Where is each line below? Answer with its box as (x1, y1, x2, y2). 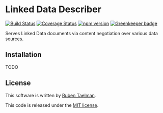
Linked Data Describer (5, 4, 102, 15)
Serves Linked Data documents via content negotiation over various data (5, 30, 158, 36)
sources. (5, 36, 24, 42)
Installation (5, 50, 42, 59)
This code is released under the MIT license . (5, 102, 99, 108)
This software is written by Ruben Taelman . (5, 92, 96, 98)
